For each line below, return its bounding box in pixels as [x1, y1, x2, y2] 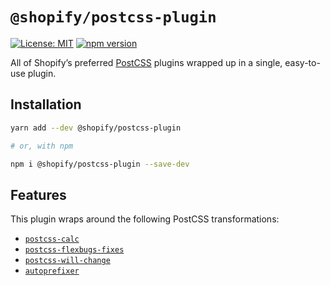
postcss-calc [24, 234, 80, 245]
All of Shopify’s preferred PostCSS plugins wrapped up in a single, [10, 56, 283, 68]
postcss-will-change [24, 256, 111, 266]
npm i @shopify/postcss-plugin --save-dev [10, 159, 190, 169]
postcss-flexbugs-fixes [24, 245, 125, 255]
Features [10, 186, 67, 203]
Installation [10, 96, 82, 113]
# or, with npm [10, 141, 74, 151]
